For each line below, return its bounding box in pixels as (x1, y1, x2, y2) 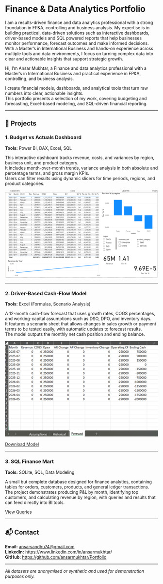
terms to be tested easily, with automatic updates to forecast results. (5, 326, 142, 332)
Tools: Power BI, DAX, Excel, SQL (5, 145, 72, 151)
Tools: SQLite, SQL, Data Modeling (5, 469, 75, 475)
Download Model (5, 442, 39, 447)
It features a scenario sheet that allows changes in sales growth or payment (5, 321, 157, 327)
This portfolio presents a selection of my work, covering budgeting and (5, 95, 147, 101)
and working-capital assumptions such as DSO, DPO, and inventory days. (5, 316, 152, 322)
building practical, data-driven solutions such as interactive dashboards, (5, 30, 149, 36)
